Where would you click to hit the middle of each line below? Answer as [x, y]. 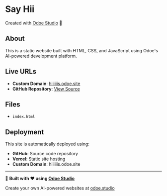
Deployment [25, 132]
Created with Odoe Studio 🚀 [34, 23]
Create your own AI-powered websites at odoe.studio [60, 188]
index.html [24, 117]
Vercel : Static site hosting [39, 159]
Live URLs [21, 71]
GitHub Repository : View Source [46, 89]
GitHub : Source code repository [45, 154]
